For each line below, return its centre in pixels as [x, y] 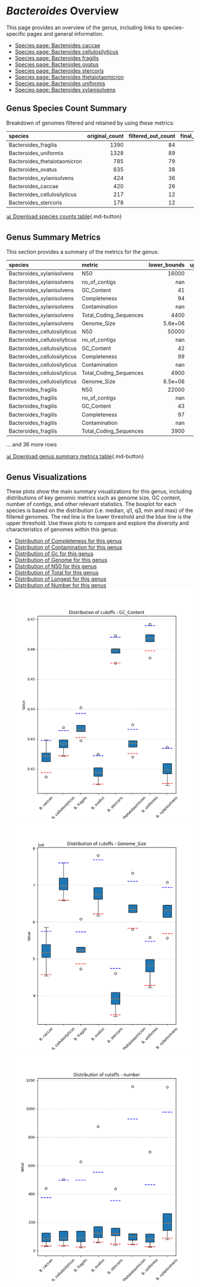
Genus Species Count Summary [67, 108]
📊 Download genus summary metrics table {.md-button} [75, 456]
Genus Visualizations [47, 477]
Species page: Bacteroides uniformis [60, 83]
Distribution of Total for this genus [57, 573]
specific [16, 33]
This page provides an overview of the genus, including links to [84, 27]
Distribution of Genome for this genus [61, 560]
